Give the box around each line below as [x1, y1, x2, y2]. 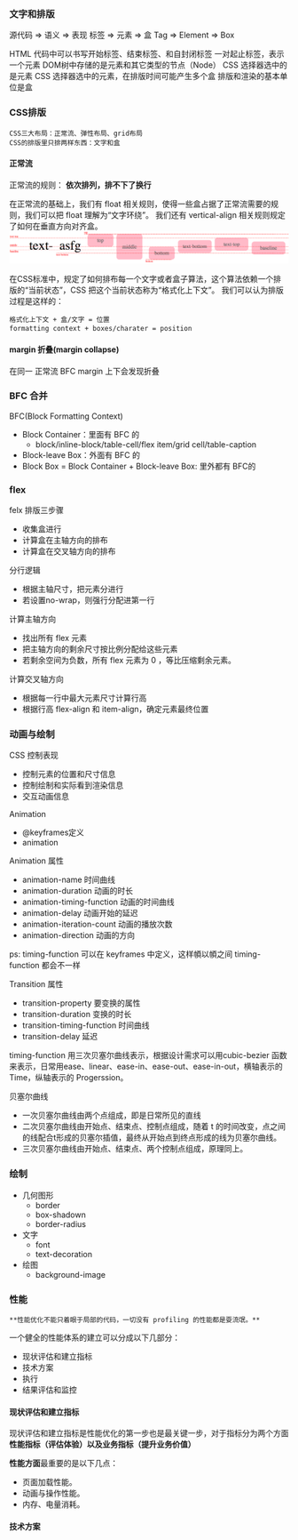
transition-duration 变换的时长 [21, 1009, 132, 1020]
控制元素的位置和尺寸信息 [21, 769, 116, 780]
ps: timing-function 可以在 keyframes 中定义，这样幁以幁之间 [9, 949, 233, 959]
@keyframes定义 [21, 827, 84, 838]
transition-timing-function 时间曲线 [21, 1020, 150, 1031]
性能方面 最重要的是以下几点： [9, 1458, 118, 1469]
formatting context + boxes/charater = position [9, 325, 192, 333]
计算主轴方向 [9, 614, 56, 624]
